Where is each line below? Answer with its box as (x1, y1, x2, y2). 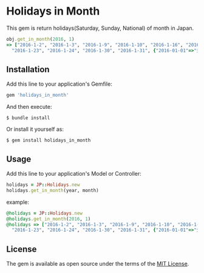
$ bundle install (6, 115, 50, 121)
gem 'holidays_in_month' (6, 92, 69, 98)
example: (6, 198, 29, 206)
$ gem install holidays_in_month (6, 137, 91, 143)
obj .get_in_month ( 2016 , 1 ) (6, 36, 75, 42)
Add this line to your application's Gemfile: (6, 80, 112, 88)
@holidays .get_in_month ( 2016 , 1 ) (6, 216, 91, 222)
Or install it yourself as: (6, 126, 64, 133)
